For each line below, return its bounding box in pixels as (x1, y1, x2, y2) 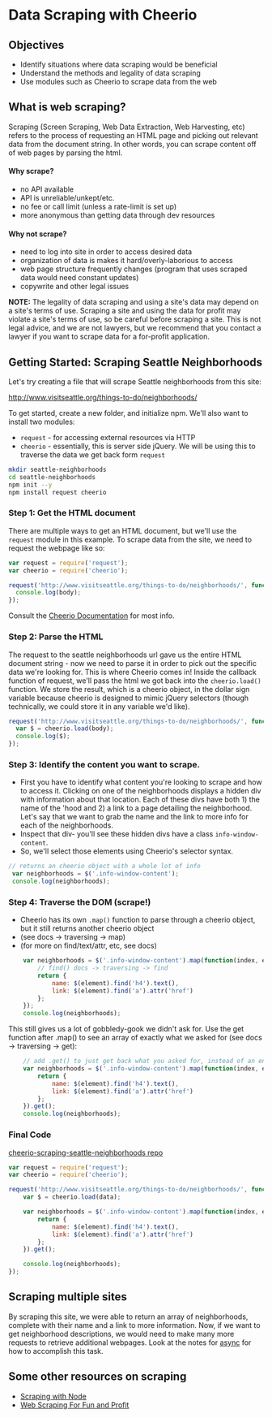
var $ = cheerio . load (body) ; (15, 724, 114, 733)
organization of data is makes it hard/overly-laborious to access (19, 256, 233, 266)
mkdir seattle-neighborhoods (8, 465, 107, 474)
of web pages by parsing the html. (8, 148, 123, 158)
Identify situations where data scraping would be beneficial (19, 59, 219, 69)
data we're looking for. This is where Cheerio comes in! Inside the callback (8, 667, 257, 677)
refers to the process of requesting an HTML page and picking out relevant (8, 130, 259, 140)
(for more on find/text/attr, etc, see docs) (19, 940, 158, 951)
